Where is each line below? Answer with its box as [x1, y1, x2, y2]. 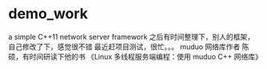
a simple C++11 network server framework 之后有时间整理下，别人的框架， [8, 32, 255, 41]
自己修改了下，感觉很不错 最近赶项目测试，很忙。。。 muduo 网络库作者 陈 [8, 41, 249, 52]
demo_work [8, 5, 89, 23]
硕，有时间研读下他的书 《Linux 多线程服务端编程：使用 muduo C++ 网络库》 [8, 52, 262, 61]
